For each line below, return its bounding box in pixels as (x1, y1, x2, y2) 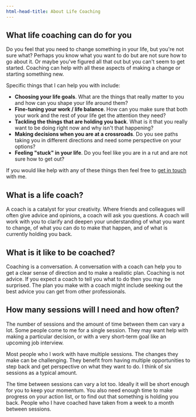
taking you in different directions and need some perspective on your (14, 137, 181, 144)
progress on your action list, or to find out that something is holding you (6, 393, 178, 400)
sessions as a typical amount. (6, 369, 78, 376)
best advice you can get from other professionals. (6, 288, 127, 295)
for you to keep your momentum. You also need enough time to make (6, 387, 173, 394)
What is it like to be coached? (6, 247, 115, 258)
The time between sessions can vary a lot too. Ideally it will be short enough (6, 380, 190, 387)
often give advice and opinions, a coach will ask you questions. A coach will (6, 212, 189, 219)
